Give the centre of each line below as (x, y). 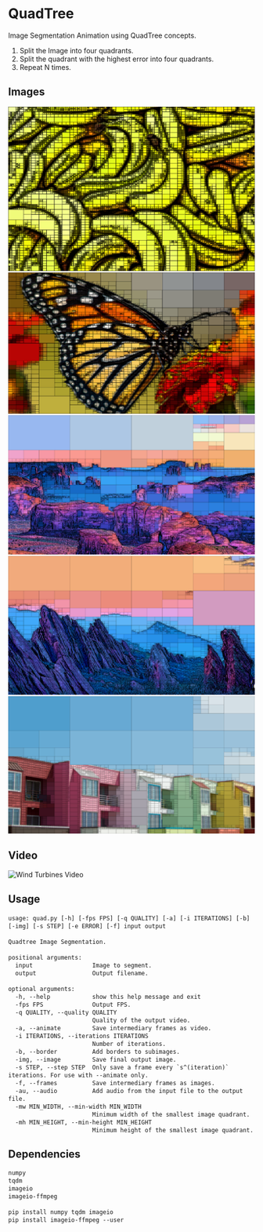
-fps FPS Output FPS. (73, 1004)
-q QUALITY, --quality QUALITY (66, 1012)
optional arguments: (42, 989)
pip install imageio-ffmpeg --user (66, 1220)
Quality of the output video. (141, 1020)
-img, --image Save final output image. (96, 1059)
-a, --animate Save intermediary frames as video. (113, 1028)
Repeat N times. (45, 67)
